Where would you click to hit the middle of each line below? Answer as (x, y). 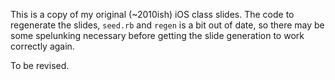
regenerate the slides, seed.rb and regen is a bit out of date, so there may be (167, 25)
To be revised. (40, 65)
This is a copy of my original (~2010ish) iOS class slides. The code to (152, 14)
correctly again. (42, 46)
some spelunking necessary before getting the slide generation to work (157, 35)
